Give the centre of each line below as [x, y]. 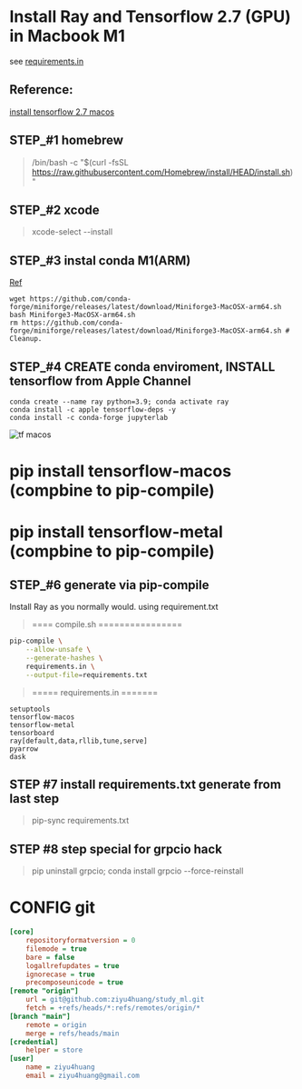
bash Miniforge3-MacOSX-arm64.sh [73, 315]
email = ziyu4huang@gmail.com [83, 1075]
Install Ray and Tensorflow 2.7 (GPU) [151, 17]
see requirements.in [47, 61]
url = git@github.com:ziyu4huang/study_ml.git [115, 1000]
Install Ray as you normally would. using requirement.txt [114, 607]
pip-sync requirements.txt [80, 821]
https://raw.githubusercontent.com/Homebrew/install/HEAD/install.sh [161, 172]
